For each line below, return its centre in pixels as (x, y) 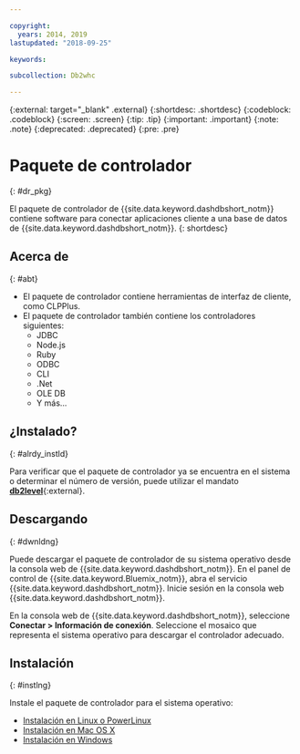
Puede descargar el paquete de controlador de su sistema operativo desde (150, 559)
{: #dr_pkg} (31, 191)
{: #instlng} (31, 686)
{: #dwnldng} (34, 541)
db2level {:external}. (47, 491)
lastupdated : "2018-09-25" (61, 43)
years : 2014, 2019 (53, 34)
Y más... (52, 403)
